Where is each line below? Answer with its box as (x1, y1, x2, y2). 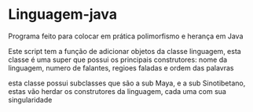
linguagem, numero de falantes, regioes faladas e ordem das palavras (8, 63, 234, 72)
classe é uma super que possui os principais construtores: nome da (8, 55, 228, 64)
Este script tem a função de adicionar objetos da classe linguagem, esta (8, 46, 241, 56)
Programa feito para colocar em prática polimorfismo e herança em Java (8, 31, 244, 41)
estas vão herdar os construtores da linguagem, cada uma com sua (8, 86, 226, 96)
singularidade (8, 95, 53, 104)
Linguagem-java (8, 5, 118, 23)
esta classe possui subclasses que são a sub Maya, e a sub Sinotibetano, (8, 78, 246, 88)
